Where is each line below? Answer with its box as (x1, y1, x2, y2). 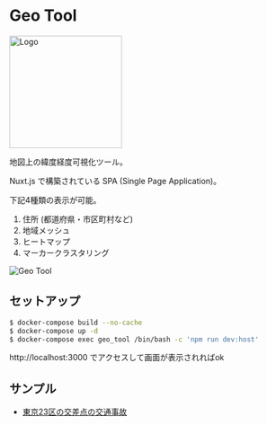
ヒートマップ (22, 235, 70, 247)
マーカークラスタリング (22, 247, 110, 258)
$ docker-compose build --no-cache (9, 318, 143, 327)
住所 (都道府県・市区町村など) (22, 213, 133, 225)
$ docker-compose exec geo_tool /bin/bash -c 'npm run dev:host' (9, 334, 259, 344)
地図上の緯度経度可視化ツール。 (9, 156, 128, 167)
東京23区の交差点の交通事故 (22, 406, 128, 418)
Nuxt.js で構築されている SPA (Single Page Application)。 (9, 175, 222, 186)
